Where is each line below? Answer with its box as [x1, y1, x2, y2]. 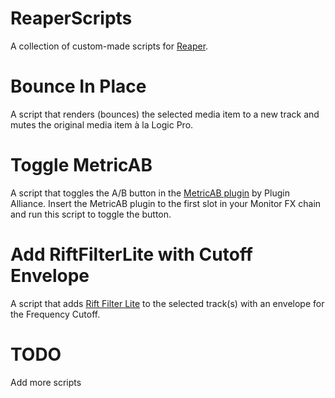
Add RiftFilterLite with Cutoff [10, 243, 253, 266]
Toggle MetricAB [10, 154, 153, 177]
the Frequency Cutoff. [10, 308, 101, 320]
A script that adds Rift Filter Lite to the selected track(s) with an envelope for [10, 297, 325, 309]
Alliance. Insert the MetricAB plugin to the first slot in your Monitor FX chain [10, 197, 322, 209]
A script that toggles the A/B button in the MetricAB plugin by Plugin [10, 187, 290, 199]
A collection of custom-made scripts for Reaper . [10, 40, 209, 52]
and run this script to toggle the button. [10, 208, 172, 220]
